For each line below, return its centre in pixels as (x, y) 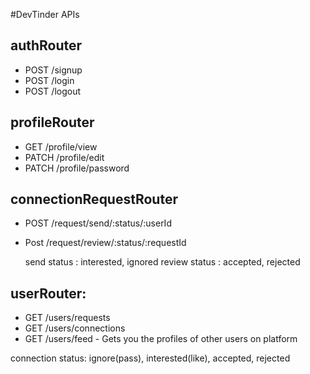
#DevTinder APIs (45, 14)
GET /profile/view (61, 146)
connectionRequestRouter (94, 199)
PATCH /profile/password (77, 168)
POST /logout (53, 91)
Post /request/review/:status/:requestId (105, 243)
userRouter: (48, 293)
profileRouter (52, 122)
